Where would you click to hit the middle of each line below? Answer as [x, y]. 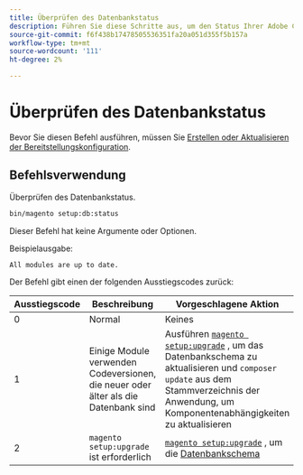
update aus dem [198, 378]
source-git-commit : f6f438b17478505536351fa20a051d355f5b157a [129, 34]
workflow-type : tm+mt [50, 43]
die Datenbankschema [213, 453]
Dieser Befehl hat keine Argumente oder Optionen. [103, 230]
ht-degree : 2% [36, 60]
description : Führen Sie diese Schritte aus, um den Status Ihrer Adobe [149, 26]
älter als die [113, 396]
